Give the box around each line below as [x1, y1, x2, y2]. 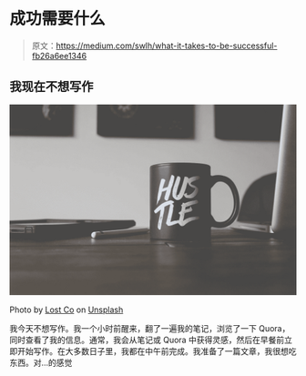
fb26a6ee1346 [31, 50, 87, 61]
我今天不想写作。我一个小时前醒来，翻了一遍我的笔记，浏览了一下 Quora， [9, 323, 291, 334]
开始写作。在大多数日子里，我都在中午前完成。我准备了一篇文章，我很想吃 [16, 346, 297, 357]
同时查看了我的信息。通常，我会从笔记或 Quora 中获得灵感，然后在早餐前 [9, 334, 285, 346]
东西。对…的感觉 [9, 357, 73, 369]
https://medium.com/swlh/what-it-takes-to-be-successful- [56, 40, 278, 51]
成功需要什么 [9, 8, 107, 29]
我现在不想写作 [9, 79, 94, 95]
